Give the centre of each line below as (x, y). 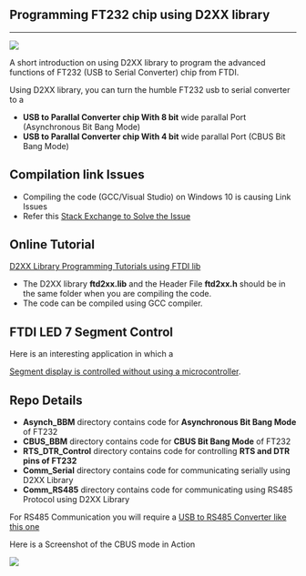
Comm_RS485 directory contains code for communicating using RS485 (158, 490)
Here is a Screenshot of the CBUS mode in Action (102, 544)
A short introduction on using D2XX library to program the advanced (138, 62)
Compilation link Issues (77, 175)
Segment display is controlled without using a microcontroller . (125, 371)
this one (25, 527)
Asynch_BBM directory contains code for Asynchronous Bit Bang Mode (159, 422)
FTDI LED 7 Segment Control (92, 332)
